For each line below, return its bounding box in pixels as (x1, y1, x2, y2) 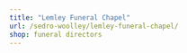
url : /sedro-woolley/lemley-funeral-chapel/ (9, 22, 179, 31)
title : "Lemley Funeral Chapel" (9, 13, 130, 22)
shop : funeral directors (9, 30, 102, 39)
